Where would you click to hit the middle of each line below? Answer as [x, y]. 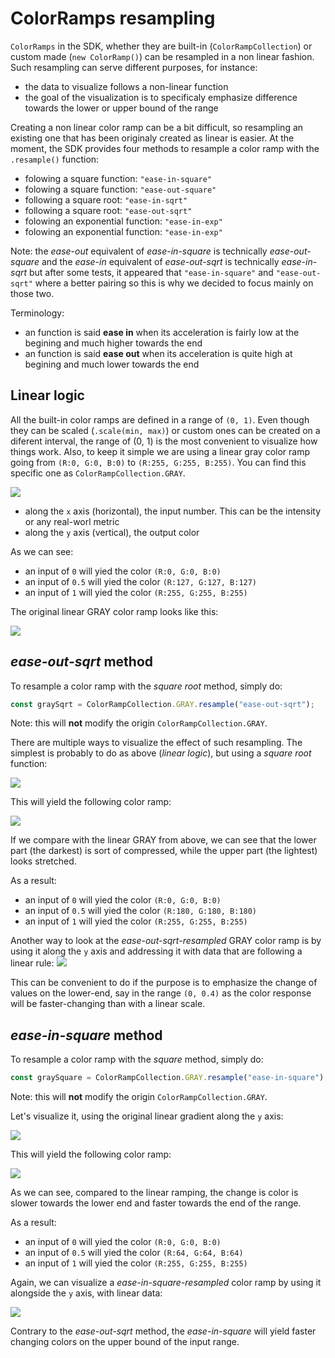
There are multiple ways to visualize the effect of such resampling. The [156, 743]
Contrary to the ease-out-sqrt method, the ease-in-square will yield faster [163, 1331]
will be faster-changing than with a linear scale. [108, 1004]
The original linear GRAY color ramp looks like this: [114, 611]
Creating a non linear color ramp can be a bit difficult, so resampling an [157, 127]
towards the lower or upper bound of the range [121, 108]
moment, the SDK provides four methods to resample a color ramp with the [165, 148]
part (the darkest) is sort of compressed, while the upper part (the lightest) [164, 851]
